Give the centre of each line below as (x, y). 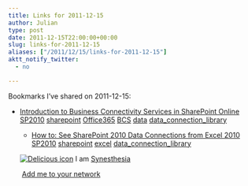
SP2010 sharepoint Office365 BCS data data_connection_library (123, 120)
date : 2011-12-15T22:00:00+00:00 (63, 37)
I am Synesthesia (103, 158)
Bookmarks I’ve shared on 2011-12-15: (70, 96)
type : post (26, 30)
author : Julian (33, 23)
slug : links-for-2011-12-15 (54, 45)
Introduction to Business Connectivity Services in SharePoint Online (130, 111)
